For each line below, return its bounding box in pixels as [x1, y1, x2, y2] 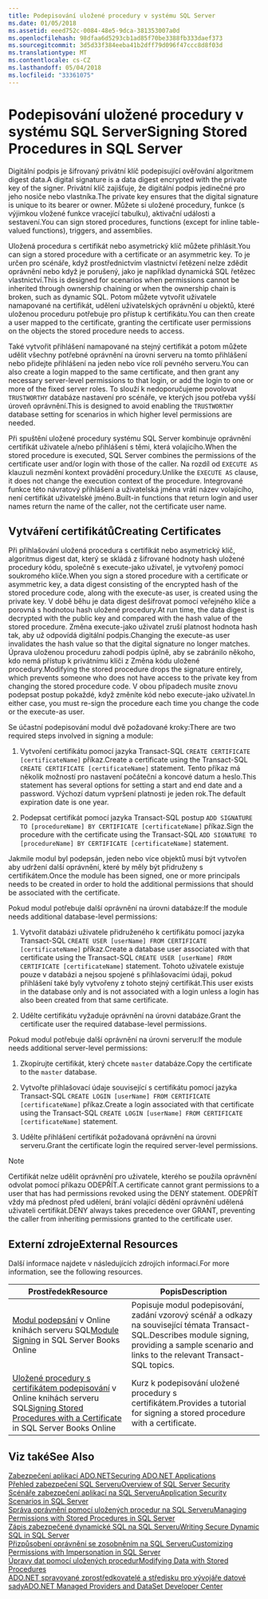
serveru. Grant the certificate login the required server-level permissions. [19, 1141, 258, 1150]
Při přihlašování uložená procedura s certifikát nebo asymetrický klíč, [8, 545, 235, 556]
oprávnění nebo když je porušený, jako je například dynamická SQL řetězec [8, 266, 256, 276]
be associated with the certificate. [8, 888, 120, 898]
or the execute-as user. [8, 707, 85, 716]
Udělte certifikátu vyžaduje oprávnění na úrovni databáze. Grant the [19, 1011, 242, 1020]
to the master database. [19, 1067, 97, 1077]
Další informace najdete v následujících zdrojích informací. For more [8, 1258, 230, 1268]
